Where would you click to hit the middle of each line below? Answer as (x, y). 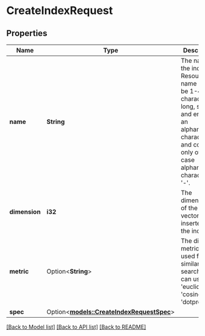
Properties (27, 33)
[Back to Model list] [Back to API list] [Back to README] (76, 327)
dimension (25, 212)
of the (189, 208)
